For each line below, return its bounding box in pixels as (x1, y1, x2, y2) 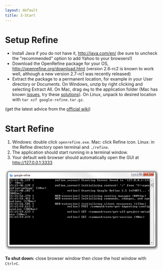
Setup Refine (5, 34, 58, 46)
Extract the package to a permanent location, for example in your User (12, 76, 153, 82)
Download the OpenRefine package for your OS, (12, 61, 109, 66)
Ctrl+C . (5, 260, 19, 266)
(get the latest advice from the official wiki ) (5, 106, 91, 112)
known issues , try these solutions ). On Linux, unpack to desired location (12, 92, 157, 97)
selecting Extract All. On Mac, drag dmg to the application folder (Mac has (12, 86, 158, 92)
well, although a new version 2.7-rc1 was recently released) (12, 71, 131, 77)
